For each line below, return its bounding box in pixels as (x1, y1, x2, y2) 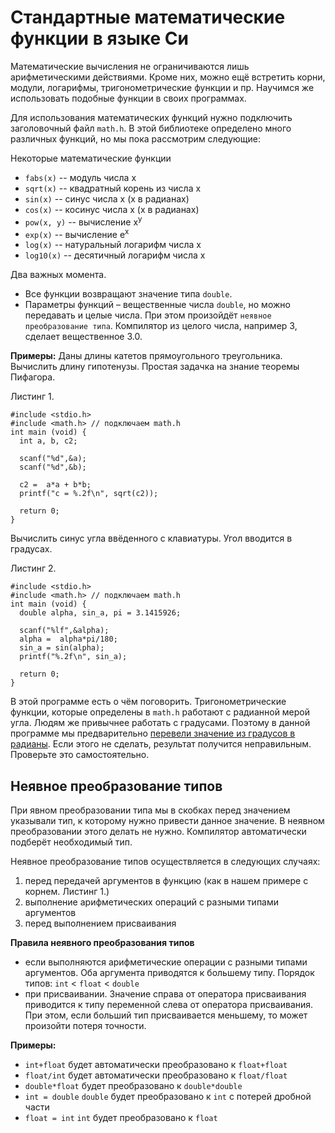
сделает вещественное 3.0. (24, 331, 143, 343)
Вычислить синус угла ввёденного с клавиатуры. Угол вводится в (10, 532, 293, 545)
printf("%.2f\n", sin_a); (19, 652, 128, 662)
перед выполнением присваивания (24, 917, 177, 930)
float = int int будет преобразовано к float (24, 1112, 218, 1124)
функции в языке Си (10, 27, 189, 50)
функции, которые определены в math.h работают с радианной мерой (10, 706, 311, 718)
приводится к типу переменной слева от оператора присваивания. (24, 999, 314, 1011)
